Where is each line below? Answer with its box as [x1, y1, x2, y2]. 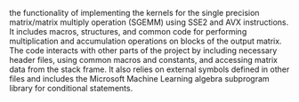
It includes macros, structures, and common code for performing [9, 27, 247, 36]
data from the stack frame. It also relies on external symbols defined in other [9, 64, 290, 75]
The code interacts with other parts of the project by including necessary [9, 45, 278, 56]
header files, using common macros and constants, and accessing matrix [9, 55, 279, 65]
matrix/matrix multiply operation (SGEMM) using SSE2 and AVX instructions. [9, 17, 289, 27]
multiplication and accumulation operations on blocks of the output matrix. [9, 35, 282, 46]
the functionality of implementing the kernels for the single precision [9, 8, 260, 18]
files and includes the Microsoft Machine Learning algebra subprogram [9, 74, 270, 83]
